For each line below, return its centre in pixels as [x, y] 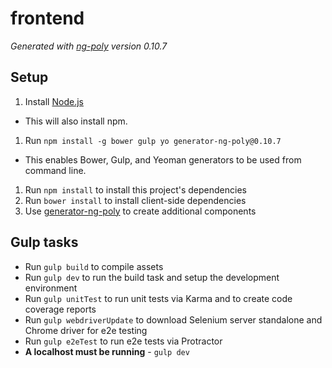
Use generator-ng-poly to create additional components [140, 211]
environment [51, 288]
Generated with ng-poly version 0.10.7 [89, 46]
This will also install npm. [76, 121]
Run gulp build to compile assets [94, 266]
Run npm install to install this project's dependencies [135, 189]
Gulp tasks [44, 242]
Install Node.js [54, 101]
